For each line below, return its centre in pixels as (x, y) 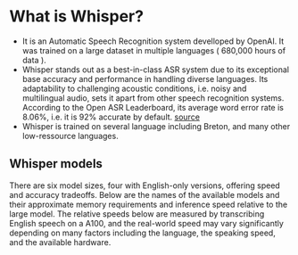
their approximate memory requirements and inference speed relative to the (149, 204)
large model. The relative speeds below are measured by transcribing (137, 214)
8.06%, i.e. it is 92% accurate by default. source (111, 117)
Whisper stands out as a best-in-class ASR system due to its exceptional (156, 70)
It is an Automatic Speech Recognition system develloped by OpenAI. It (153, 41)
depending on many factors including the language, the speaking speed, (143, 233)
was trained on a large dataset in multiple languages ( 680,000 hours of (154, 50)
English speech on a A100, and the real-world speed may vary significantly (146, 223)
